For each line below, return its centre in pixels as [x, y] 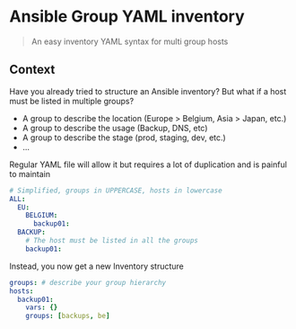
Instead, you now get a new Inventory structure [96, 266]
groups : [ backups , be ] [68, 316]
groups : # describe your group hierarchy [88, 282]
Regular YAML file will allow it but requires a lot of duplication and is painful [148, 164]
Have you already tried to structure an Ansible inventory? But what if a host [148, 91]
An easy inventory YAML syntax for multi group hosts [130, 41]
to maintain [30, 173]
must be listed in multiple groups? [72, 101]
